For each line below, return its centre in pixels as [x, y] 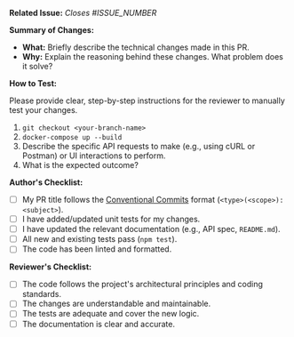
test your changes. [44, 110]
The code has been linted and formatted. [97, 249]
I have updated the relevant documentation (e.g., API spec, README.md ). [151, 229]
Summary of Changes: [52, 30]
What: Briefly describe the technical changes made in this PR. [136, 47]
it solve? [37, 66]
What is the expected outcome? [80, 165]
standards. [42, 294]
